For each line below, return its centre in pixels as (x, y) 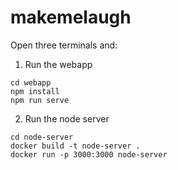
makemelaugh (71, 17)
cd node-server (42, 137)
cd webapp (31, 82)
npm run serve (40, 100)
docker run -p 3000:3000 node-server (89, 154)
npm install (35, 91)
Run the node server (67, 118)
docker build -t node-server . (75, 146)
